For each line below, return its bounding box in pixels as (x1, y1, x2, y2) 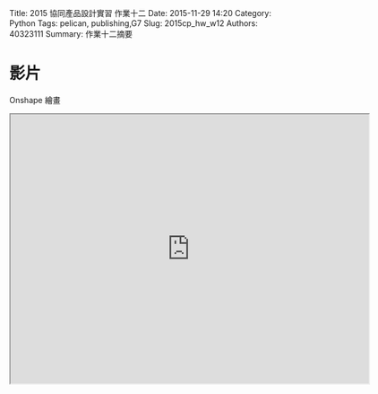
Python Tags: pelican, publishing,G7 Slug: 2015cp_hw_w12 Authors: (9, 18, 258, 29)
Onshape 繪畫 (9, 94, 61, 105)
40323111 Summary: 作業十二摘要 (9, 29, 133, 39)
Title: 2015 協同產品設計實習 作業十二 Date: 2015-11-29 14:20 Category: (9, 8, 271, 18)
